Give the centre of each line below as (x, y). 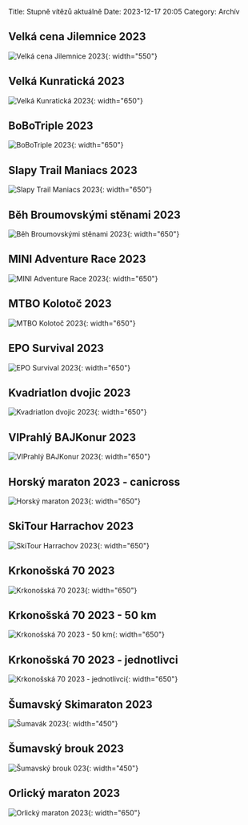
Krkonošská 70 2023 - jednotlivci (93, 659)
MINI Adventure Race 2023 (77, 259)
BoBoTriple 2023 (51, 126)
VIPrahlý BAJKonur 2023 (72, 437)
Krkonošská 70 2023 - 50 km (82, 615)
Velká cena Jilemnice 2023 (77, 36)
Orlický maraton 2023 (64, 793)
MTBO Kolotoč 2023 (60, 304)
